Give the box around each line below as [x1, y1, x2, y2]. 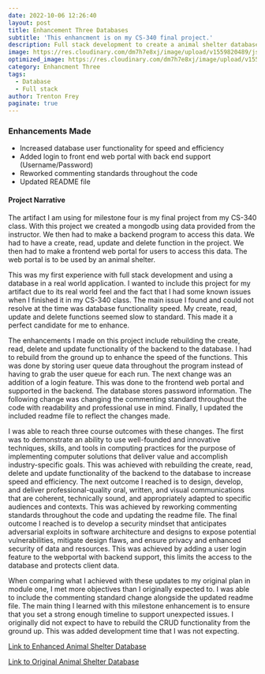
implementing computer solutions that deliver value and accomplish [8, 451, 229, 461]
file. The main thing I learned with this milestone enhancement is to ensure [8, 601, 250, 610]
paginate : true [8, 99, 58, 107]
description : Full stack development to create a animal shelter [8, 41, 227, 49]
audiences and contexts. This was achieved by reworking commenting [8, 502, 237, 511]
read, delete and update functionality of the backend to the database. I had [8, 344, 252, 354]
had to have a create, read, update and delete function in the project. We [8, 238, 244, 247]
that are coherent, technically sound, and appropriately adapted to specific [8, 493, 252, 503]
